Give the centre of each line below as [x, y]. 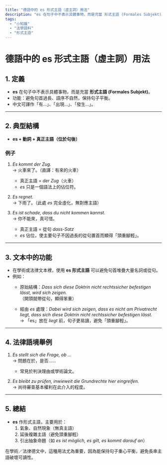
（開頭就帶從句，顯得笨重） [48, 298]
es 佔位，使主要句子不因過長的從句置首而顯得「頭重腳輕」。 [81, 235]
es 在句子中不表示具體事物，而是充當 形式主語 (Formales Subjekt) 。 [83, 92]
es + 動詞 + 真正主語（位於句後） [46, 139]
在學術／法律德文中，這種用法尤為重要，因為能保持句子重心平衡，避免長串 [81, 451]
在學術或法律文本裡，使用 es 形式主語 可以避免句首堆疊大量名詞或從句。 [86, 270]
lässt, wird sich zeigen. [43, 292]
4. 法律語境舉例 [29, 342]
